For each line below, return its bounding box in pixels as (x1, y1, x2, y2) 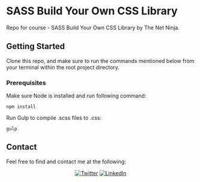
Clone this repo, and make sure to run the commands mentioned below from (6, 57, 195, 64)
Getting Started (6, 41, 65, 51)
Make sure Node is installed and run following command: (6, 92, 147, 99)
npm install (6, 104, 36, 110)
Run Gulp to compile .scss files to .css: (6, 114, 102, 122)
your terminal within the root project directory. (6, 63, 120, 71)
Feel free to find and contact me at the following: (6, 157, 126, 165)
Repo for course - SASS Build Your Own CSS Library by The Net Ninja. (6, 24, 180, 31)
